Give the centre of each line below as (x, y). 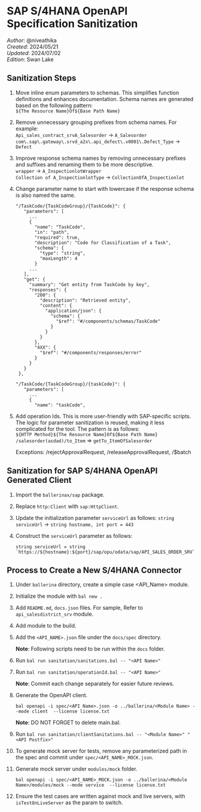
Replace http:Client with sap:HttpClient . (67, 506)
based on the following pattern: (54, 105)
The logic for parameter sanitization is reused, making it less (90, 422)
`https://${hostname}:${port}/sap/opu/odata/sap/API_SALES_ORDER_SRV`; (106, 552)
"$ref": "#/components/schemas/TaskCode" (108, 321)
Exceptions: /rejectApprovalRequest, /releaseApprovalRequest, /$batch (103, 452)
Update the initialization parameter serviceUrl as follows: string (95, 518)
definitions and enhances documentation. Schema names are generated (104, 99)
